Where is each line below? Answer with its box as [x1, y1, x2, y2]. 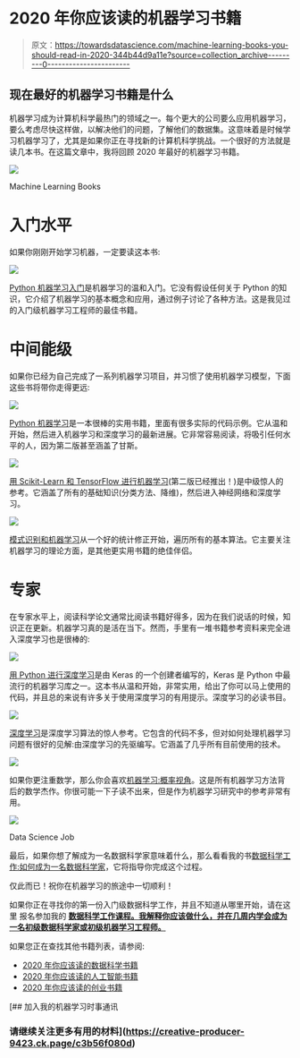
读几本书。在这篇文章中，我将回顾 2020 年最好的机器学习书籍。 [9, 146, 245, 157]
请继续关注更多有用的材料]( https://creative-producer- [9, 1026, 246, 1038]
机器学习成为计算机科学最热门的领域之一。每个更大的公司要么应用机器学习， [9, 113, 291, 124]
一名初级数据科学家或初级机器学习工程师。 [9, 921, 166, 932]
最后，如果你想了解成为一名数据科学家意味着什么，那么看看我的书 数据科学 [9, 849, 283, 860]
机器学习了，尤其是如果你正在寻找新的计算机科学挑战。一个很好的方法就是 [16, 135, 291, 146]
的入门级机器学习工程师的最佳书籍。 [9, 304, 143, 315]
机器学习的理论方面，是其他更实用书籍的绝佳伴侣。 [9, 545, 197, 556]
